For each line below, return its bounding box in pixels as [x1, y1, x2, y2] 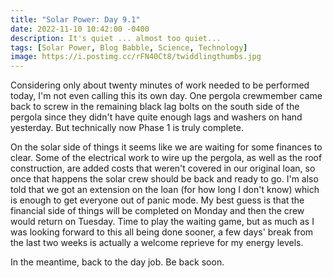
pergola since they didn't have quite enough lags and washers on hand [10, 111, 303, 123]
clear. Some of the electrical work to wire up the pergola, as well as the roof [10, 152, 323, 164]
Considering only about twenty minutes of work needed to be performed [10, 79, 310, 91]
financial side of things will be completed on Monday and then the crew [10, 205, 305, 217]
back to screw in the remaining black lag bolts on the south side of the [10, 101, 300, 113]
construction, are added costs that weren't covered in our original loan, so [10, 162, 316, 175]
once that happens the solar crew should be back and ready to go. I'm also [10, 173, 319, 185]
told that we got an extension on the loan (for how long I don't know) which [10, 184, 320, 196]
